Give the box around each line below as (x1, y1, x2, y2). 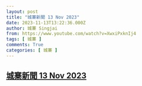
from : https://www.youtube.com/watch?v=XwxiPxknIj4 (6, 31, 136, 37)
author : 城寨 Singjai (6, 25, 58, 31)
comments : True (6, 42, 44, 48)
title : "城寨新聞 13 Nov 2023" (6, 14, 80, 20)
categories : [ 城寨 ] (6, 47, 58, 53)
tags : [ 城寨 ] (6, 36, 42, 42)
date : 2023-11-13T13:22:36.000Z (6, 20, 86, 26)
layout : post (6, 8, 38, 15)
